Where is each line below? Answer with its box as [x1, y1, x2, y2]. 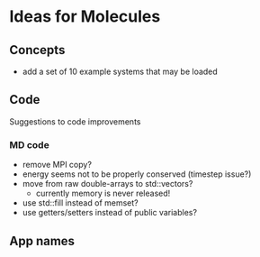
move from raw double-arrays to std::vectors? [22, 179, 193, 189]
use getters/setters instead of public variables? [22, 207, 198, 218]
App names [9, 233, 75, 249]
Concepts [9, 42, 66, 58]
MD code [9, 138, 49, 151]
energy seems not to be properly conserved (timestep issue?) [22, 169, 252, 179]
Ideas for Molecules [9, 6, 161, 27]
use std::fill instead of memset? [22, 197, 139, 208]
